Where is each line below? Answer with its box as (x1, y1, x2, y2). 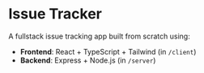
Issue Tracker (8, 5, 103, 23)
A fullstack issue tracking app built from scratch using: (8, 31, 190, 41)
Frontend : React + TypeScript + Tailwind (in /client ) (19, 47, 197, 56)
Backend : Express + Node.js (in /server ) (19, 55, 156, 65)
